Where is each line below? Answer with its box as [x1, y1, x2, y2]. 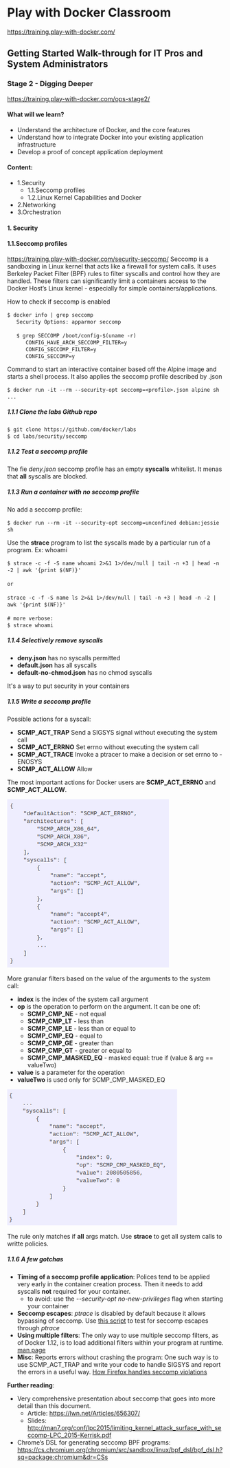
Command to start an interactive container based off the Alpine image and [7, 365, 217, 373]
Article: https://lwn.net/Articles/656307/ [27, 1409, 141, 1417]
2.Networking [16, 201, 56, 209]
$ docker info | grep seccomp [7, 311, 94, 318]
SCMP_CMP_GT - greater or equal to [27, 1046, 132, 1054]
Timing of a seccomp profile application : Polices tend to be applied [16, 1272, 211, 1281]
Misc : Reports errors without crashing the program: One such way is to [16, 1353, 218, 1361]
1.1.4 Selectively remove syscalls [7, 636, 103, 644]
